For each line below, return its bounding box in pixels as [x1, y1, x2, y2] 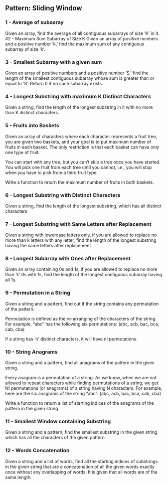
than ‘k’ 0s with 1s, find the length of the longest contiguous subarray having [5, 272, 163, 278]
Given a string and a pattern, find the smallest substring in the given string [5, 429, 158, 435]
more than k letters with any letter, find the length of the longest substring [5, 237, 157, 243]
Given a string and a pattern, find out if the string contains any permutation [5, 301, 159, 307]
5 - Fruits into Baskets [5, 122, 59, 129]
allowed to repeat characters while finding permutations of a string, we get [5, 380, 159, 386]
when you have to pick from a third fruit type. [5, 169, 98, 175]
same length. [5, 474, 32, 480]
